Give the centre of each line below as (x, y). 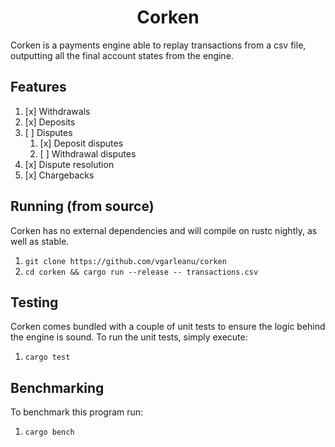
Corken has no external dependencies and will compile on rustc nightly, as (164, 230)
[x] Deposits (50, 122)
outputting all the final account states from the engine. (122, 55)
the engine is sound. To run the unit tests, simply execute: (129, 337)
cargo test (47, 357)
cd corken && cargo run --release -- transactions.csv (141, 272)
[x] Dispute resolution (69, 164)
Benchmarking (57, 387)
